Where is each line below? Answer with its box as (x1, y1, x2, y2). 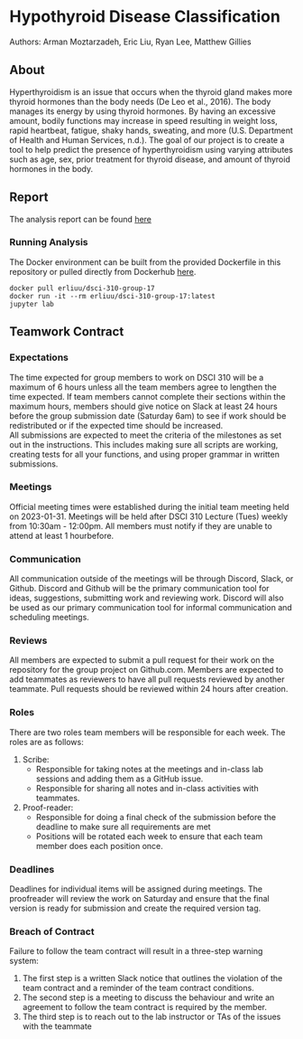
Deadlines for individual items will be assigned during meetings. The (9, 883, 263, 894)
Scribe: (22, 753, 50, 765)
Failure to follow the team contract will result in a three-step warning (9, 946, 263, 957)
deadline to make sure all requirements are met (35, 821, 211, 832)
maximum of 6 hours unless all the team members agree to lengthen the (9, 382, 277, 392)
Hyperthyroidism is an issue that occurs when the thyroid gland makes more (9, 86, 293, 97)
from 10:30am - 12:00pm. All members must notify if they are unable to (9, 520, 272, 531)
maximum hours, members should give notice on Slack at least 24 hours (9, 401, 278, 411)
